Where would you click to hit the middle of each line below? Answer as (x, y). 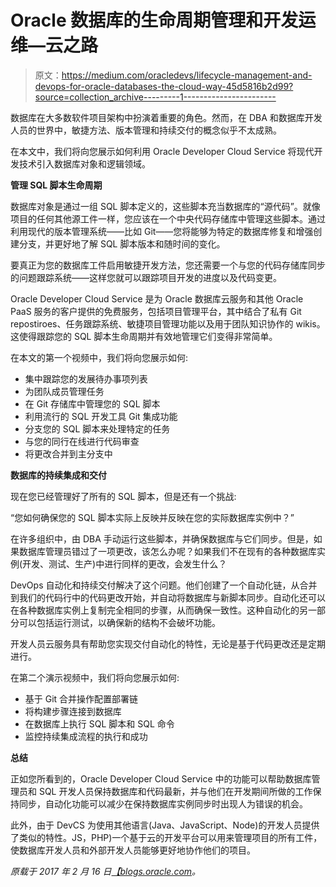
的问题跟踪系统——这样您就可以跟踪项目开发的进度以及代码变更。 (146, 277)
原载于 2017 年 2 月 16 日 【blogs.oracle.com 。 (106, 871)
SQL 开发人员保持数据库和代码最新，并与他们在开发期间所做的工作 (175, 791)
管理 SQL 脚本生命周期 (56, 185)
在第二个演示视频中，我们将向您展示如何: (95, 677)
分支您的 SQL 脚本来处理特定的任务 (97, 428)
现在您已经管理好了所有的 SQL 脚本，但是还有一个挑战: (123, 496)
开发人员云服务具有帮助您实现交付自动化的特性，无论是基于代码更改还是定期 (168, 643)
